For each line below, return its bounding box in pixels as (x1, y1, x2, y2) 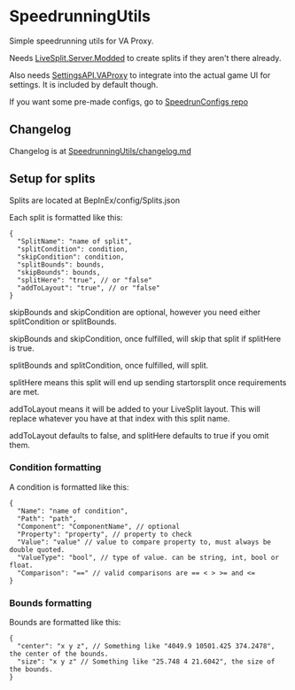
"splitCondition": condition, (17, 244, 128, 253)
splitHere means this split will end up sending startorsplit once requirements (9, 376, 287, 387)
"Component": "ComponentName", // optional (17, 522, 180, 531)
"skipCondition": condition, (17, 252, 125, 261)
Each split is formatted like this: (9, 212, 123, 222)
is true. (9, 343, 35, 353)
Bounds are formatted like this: (9, 617, 121, 628)
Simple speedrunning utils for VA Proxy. (9, 35, 154, 46)
